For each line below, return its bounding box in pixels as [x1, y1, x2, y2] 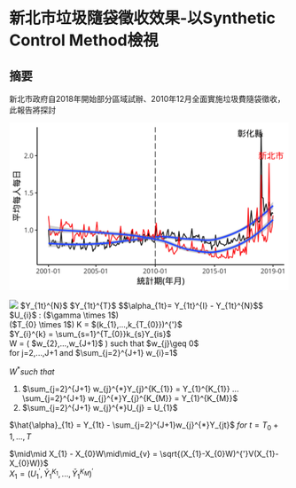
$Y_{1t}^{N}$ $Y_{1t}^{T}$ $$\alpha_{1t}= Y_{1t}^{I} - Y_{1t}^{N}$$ [19, 301, 264, 311]
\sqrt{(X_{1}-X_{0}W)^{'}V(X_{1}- [159, 448, 279, 459]
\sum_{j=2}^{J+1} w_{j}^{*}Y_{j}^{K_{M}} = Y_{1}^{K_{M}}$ [21, 392, 238, 404]
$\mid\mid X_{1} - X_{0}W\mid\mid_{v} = [9, 448, 158, 459]
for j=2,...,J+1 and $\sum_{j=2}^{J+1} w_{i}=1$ [9, 348, 178, 358]
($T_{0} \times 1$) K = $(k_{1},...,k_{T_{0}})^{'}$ [9, 319, 183, 330]
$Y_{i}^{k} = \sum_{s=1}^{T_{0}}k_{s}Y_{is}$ [9, 329, 172, 340]
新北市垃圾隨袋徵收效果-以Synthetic [9, 8, 277, 28]
